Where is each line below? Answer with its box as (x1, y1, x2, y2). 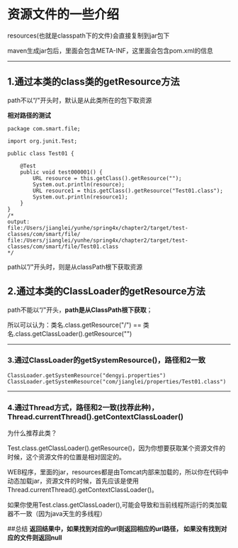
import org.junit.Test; (7, 138, 78, 145)
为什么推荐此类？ (7, 429, 57, 437)
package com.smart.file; (7, 125, 81, 132)
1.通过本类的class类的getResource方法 (7, 76, 181, 88)
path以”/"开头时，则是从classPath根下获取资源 (7, 262, 143, 271)
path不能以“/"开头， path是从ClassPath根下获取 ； (7, 306, 153, 314)
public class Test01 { (7, 150, 74, 157)
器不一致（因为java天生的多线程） (7, 510, 106, 518)
